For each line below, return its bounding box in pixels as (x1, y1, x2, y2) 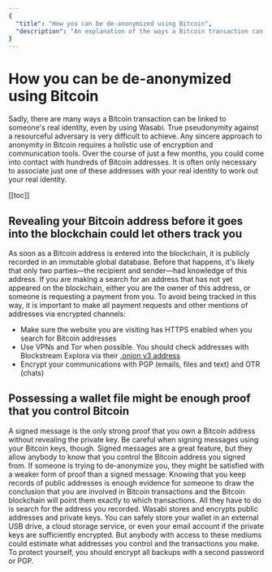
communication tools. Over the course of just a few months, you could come (8, 148, 265, 159)
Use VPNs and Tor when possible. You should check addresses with (19, 342, 249, 351)
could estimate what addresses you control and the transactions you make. (8, 539, 260, 548)
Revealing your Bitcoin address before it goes (8, 213, 244, 228)
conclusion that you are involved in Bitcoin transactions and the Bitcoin (8, 486, 245, 496)
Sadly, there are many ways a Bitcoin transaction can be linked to (8, 114, 227, 124)
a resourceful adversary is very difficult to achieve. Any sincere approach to (8, 131, 262, 141)
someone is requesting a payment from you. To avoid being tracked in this (8, 292, 257, 301)
